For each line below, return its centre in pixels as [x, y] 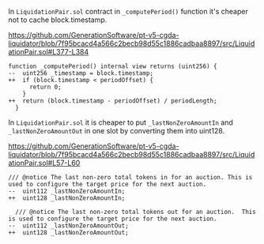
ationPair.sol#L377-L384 [49, 52]
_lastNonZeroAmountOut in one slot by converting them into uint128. [117, 131]
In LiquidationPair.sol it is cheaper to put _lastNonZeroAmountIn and [121, 122]
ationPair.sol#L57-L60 [44, 163]
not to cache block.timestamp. [58, 20]
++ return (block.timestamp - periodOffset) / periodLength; [113, 101]
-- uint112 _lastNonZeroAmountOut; [68, 226]
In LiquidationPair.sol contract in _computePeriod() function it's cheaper [128, 11]
